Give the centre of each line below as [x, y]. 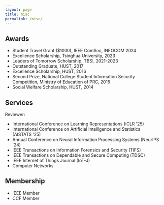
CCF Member [26, 198]
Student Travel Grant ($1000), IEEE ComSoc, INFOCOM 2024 [74, 51]
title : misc [17, 14]
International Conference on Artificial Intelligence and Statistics [76, 129]
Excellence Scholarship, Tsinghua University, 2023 [64, 56]
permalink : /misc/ [24, 19]
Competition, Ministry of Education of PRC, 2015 [61, 82]
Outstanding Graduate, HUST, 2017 [48, 66]
